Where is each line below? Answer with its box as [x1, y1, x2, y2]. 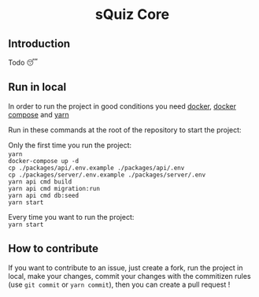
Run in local [8, 80, 67, 94]
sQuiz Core [94, 6, 170, 24]
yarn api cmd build [8, 177, 72, 186]
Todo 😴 [8, 58, 38, 67]
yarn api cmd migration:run [8, 184, 101, 192]
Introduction [8, 37, 71, 50]
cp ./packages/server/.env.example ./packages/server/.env [8, 171, 206, 179]
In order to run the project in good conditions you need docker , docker [8, 101, 236, 111]
